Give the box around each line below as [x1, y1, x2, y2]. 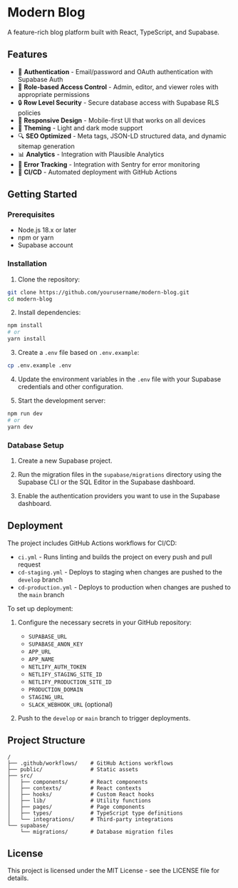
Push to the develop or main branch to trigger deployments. [17, 713, 191, 722]
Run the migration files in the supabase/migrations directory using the [17, 470, 222, 478]
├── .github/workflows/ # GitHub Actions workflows [7, 760, 174, 767]
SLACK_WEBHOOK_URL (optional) [28, 700, 113, 708]
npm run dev [7, 410, 43, 417]
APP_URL [28, 648, 51, 656]
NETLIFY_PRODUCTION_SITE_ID [28, 678, 112, 686]
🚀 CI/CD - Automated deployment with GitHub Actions [17, 167, 177, 176]
